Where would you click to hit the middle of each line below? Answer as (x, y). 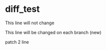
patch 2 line (17, 42)
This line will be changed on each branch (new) (53, 32)
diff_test (22, 9)
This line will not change (30, 23)
